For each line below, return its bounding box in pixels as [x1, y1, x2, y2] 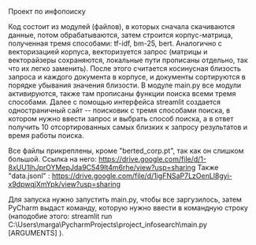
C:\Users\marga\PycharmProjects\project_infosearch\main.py [8, 220, 207, 229]
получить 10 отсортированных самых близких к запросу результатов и [8, 122, 248, 132]
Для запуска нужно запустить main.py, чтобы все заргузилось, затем [8, 195, 243, 204]
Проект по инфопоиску [8, 7, 87, 16]
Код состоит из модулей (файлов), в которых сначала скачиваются [8, 22, 236, 31]
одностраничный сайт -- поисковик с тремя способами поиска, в [8, 106, 231, 115]
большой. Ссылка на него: [8, 154, 97, 164]
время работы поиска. [8, 131, 84, 140]
